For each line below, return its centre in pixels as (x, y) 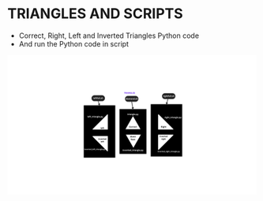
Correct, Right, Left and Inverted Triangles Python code (109, 35)
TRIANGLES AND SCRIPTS (95, 14)
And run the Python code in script (74, 43)
